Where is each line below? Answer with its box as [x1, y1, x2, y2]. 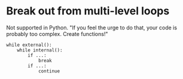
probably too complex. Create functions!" [6, 30, 108, 37]
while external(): [6, 42, 52, 48]
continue [38, 68, 60, 74]
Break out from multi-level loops [6, 4, 170, 18]
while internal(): [17, 47, 63, 53]
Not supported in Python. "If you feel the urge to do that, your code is [6, 24, 178, 31]
